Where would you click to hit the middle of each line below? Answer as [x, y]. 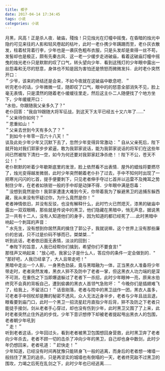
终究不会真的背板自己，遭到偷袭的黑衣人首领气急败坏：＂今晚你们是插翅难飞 [82, 284]
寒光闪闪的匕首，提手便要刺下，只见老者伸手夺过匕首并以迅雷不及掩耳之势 [84, 179]
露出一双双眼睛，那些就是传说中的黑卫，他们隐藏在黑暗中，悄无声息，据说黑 [82, 210]
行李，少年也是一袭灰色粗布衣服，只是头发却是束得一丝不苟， [97, 50]
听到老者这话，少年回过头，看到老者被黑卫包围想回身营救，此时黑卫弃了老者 [82, 333]
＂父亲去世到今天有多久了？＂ [35, 130]
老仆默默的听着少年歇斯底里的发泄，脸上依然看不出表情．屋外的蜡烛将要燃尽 [82, 167]
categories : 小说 [22, 23]
